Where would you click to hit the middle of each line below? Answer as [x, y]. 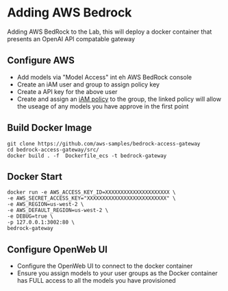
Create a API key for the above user [67, 91]
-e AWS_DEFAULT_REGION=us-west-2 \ [58, 211]
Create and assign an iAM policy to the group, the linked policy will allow [119, 99]
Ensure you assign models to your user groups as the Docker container [117, 273]
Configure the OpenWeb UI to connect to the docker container [105, 266]
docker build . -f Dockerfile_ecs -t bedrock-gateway [87, 156]
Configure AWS [41, 61]
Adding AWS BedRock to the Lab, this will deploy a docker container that [110, 32]
